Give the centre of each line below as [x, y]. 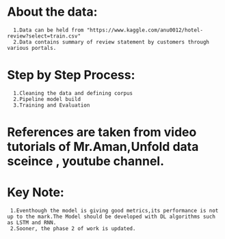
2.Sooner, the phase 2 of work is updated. [73, 229]
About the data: [52, 12]
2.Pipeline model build [47, 99]
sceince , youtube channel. [86, 161]
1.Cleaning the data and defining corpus [73, 93]
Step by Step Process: [71, 75]
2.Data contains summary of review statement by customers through [111, 42]
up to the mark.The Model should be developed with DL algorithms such [111, 216]
